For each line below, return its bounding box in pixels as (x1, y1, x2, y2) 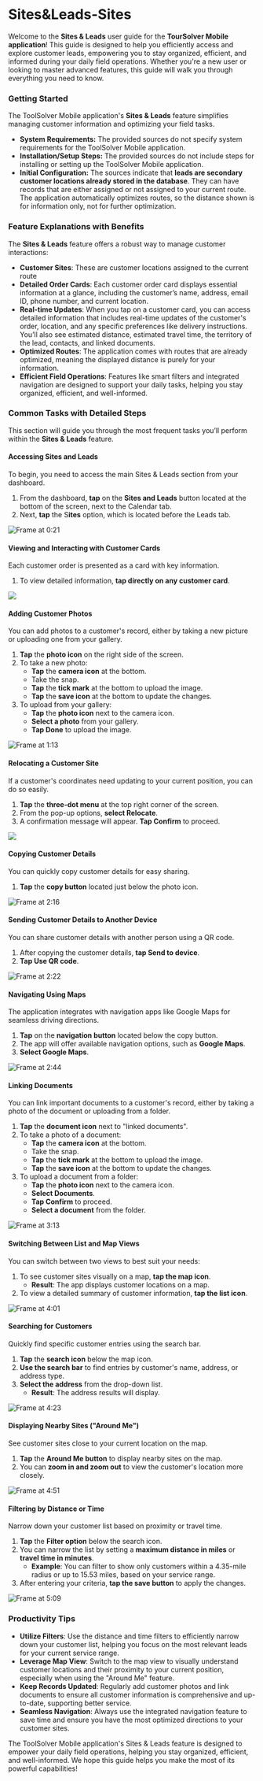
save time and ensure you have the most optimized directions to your (19, 1715, 243, 1724)
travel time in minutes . (19, 1553, 94, 1563)
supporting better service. (47, 1698, 132, 1708)
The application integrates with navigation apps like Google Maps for (8, 1007, 231, 1016)
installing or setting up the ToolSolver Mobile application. (19, 160, 204, 169)
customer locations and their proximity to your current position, (19, 1664, 225, 1674)
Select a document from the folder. (31, 1205, 147, 1215)
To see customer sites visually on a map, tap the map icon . (19, 1272, 211, 1281)
